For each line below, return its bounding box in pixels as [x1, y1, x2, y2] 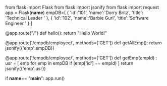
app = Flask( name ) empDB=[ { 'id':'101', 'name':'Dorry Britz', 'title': [5, 10, 144, 16]
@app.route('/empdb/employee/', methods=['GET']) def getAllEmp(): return [5, 40, 162, 46]
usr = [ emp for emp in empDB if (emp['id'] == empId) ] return [5, 60, 134, 66]
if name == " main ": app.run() [5, 75, 65, 81]
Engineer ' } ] [5, 20, 33, 26]
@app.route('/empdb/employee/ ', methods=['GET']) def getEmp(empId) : [5, 55, 157, 61]
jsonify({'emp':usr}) [5, 65, 46, 71]
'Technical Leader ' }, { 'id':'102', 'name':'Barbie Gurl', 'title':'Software [5, 15, 149, 21]
